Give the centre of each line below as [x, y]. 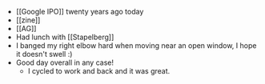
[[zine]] [28, 20]
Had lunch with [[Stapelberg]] [65, 37]
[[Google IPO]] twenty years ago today [80, 12]
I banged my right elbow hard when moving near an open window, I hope [136, 46]
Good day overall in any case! [65, 62]
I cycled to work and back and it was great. [99, 71]
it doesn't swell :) [44, 54]
